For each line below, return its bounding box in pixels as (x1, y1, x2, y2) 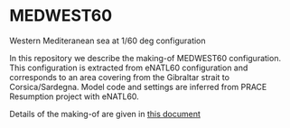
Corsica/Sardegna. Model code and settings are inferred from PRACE (9, 81, 267, 92)
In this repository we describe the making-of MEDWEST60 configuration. (9, 52, 282, 63)
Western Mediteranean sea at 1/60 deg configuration (9, 35, 206, 46)
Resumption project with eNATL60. (9, 91, 140, 102)
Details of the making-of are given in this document (9, 108, 201, 119)
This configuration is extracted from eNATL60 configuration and (9, 62, 248, 73)
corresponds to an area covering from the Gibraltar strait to (9, 71, 230, 82)
